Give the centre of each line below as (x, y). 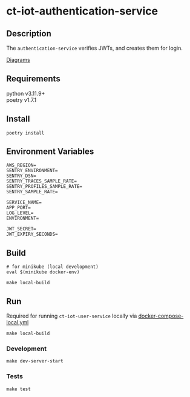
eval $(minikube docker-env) (43, 272)
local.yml (18, 322)
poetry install (25, 133)
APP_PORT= (19, 208)
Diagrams (18, 60)
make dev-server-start (35, 361)
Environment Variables (50, 152)
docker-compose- (161, 316)
